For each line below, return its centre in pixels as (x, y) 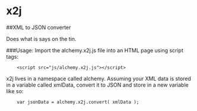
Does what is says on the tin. (41, 39)
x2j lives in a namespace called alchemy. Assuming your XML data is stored (99, 78)
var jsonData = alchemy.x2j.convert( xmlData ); (78, 102)
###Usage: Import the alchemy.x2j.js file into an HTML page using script (95, 50)
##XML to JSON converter (39, 27)
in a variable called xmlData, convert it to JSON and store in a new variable (97, 85)
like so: (15, 91)
